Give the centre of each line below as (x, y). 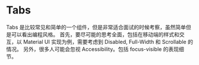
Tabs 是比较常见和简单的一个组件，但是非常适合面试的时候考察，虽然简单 (96, 27)
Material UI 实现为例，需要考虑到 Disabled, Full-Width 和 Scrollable (105, 42)
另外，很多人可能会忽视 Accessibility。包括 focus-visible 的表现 (101, 49)
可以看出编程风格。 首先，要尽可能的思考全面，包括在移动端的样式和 (95, 34)
